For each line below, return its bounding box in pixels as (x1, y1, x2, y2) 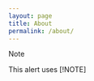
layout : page (8, 11, 53, 20)
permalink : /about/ (8, 27, 75, 35)
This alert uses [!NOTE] (8, 65, 87, 75)
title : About (8, 19, 53, 28)
